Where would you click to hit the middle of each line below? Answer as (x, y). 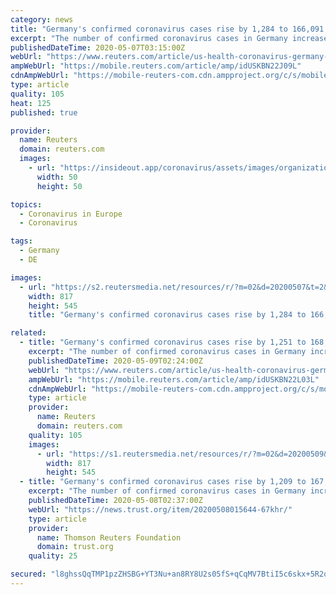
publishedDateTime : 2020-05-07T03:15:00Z (98, 47)
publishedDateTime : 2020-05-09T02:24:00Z (115, 361)
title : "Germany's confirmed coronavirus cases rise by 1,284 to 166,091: (169, 29)
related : (28, 333)
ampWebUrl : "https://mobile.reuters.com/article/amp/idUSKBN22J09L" (156, 66)
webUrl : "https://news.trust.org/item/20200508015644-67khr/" (160, 509)
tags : (21, 241)
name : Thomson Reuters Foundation (109, 537)
